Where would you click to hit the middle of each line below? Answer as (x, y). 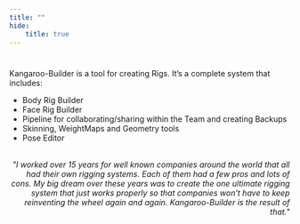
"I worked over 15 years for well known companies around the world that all (151, 164)
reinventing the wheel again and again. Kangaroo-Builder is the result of (157, 202)
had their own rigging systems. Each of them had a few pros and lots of (158, 173)
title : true (47, 34)
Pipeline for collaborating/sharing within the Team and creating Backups (154, 119)
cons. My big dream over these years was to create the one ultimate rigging (150, 183)
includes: (26, 83)
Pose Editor (43, 138)
